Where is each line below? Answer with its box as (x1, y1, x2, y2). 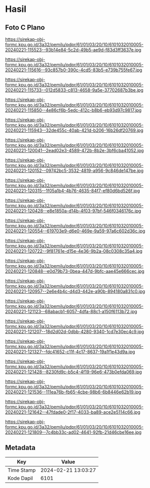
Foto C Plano (5, 23, 45, 32)
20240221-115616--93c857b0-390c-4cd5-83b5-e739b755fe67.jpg (5, 67, 143, 73)
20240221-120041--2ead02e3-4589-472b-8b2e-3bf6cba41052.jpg (5, 148, 144, 153)
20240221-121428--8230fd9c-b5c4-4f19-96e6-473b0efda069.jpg (5, 369, 142, 375)
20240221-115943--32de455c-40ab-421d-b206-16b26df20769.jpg (5, 127, 144, 133)
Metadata (5, 443, 36, 452)
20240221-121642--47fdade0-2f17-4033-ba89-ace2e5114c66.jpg (5, 409, 141, 415)
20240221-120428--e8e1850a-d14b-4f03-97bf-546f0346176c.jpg (5, 208, 141, 214)
